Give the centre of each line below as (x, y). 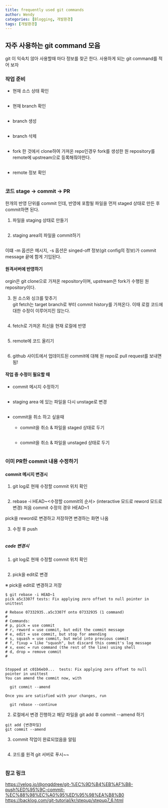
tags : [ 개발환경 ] (21, 24)
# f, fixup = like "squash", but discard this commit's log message (78, 643)
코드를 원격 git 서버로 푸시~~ (41, 755)
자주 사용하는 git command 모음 (53, 45)
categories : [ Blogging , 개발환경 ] (39, 19)
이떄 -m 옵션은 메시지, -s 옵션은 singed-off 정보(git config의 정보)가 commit (81, 250)
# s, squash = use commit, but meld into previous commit (67, 639)
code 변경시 (17, 546)
